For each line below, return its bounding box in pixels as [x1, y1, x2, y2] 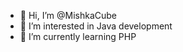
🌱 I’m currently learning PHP [19, 31, 137, 42]
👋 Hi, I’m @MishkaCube [19, 10, 118, 21]
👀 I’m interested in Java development [19, 20, 173, 32]
